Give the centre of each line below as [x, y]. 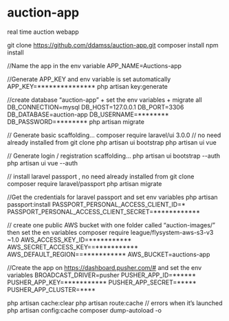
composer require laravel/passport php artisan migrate [85, 183]
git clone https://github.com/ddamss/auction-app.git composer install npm [113, 45]
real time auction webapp [43, 32]
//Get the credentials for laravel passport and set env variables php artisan [112, 197]
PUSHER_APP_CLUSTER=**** [52, 289]
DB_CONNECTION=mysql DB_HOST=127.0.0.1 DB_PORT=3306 [96, 107]
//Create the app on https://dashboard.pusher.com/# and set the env [105, 267]
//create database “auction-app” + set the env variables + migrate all [105, 100]
